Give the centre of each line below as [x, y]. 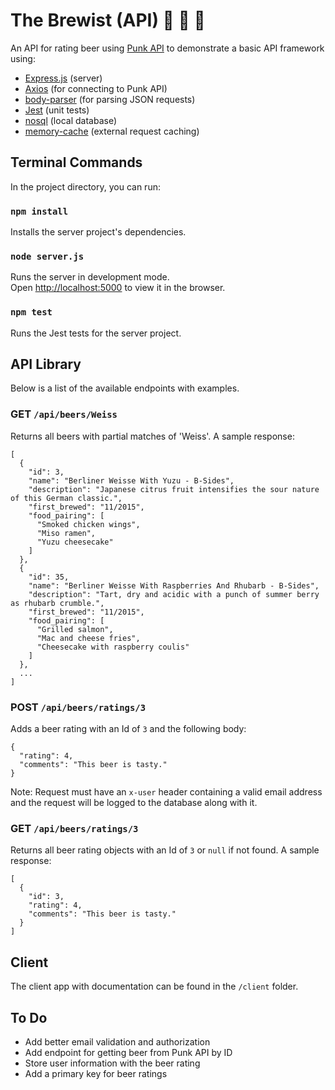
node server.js [47, 256]
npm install [39, 211]
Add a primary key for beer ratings [96, 1073]
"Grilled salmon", [75, 629]
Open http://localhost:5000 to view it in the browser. [118, 288]
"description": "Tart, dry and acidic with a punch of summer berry [174, 594]
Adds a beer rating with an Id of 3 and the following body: [128, 729]
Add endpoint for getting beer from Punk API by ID [128, 1052]
